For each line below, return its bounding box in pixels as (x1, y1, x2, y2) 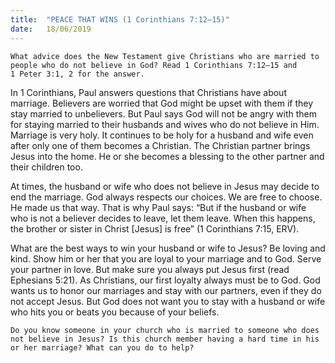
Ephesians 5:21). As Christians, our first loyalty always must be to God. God (10, 274, 321, 286)
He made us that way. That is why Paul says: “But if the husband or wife (10, 201, 307, 213)
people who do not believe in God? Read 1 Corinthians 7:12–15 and (10, 60, 298, 70)
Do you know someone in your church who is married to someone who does (10, 325, 320, 335)
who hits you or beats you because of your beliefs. (10, 306, 220, 318)
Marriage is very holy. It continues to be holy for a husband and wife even (10, 129, 314, 141)
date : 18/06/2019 (10, 24, 92, 34)
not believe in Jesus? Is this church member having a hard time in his (10, 334, 320, 344)
